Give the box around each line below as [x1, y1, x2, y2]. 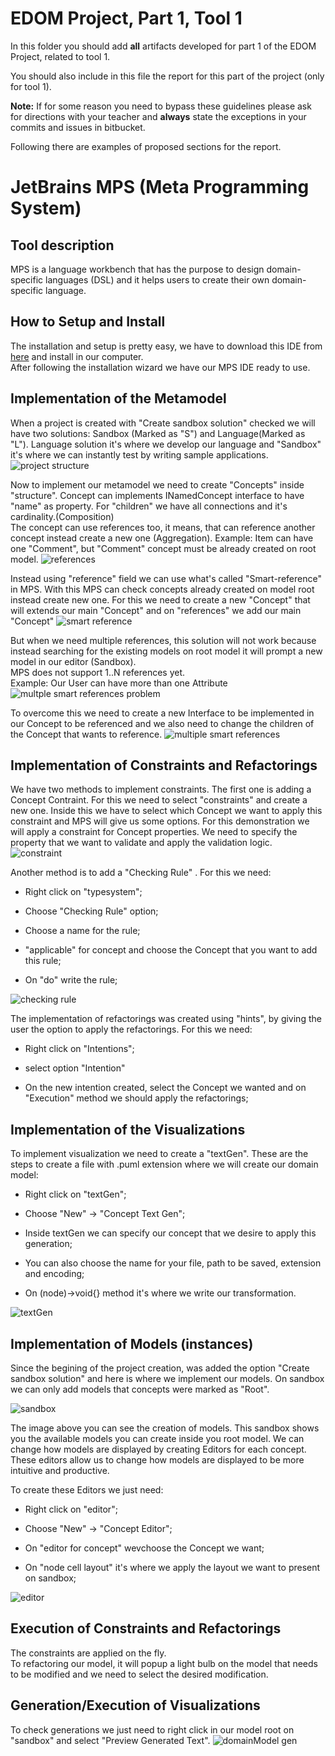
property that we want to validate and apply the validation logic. [10, 837, 273, 849]
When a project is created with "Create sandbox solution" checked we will [10, 417, 316, 429]
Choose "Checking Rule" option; [24, 905, 159, 917]
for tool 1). [10, 80, 52, 92]
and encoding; [24, 1268, 85, 1280]
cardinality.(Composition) [10, 510, 115, 522]
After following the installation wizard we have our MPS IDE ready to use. [10, 361, 311, 373]
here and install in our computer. [10, 350, 144, 362]
